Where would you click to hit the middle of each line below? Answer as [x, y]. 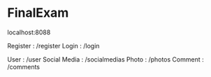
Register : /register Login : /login [53, 45]
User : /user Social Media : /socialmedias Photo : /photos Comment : [105, 59]
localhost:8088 [29, 32]
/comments [24, 66]
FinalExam [38, 13]
